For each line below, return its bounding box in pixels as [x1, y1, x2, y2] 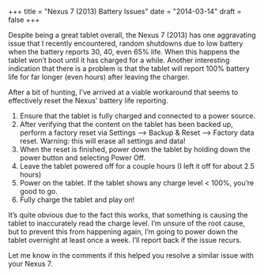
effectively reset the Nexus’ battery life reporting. [8, 96, 168, 105]
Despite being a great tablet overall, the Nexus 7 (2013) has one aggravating [8, 31, 257, 39]
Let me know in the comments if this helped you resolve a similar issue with [8, 251, 255, 259]
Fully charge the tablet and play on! [19, 195, 135, 204]
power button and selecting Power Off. [19, 153, 146, 162]
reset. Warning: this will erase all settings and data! [19, 136, 186, 145]
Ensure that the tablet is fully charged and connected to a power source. [19, 111, 255, 121]
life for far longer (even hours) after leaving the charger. [8, 73, 190, 81]
